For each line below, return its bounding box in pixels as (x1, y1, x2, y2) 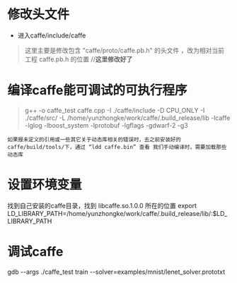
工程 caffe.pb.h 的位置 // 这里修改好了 (24, 54, 133, 64)
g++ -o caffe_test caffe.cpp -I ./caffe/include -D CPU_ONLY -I (24, 106, 205, 114)
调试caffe (7, 244, 64, 260)
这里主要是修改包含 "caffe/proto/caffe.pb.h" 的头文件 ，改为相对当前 (24, 46, 225, 54)
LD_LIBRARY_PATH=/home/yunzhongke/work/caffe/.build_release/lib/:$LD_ (7, 209, 228, 217)
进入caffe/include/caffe (17, 31, 86, 40)
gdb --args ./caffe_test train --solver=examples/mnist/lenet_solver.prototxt (7, 267, 226, 276)
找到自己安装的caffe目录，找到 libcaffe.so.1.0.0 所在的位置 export (7, 201, 197, 210)
